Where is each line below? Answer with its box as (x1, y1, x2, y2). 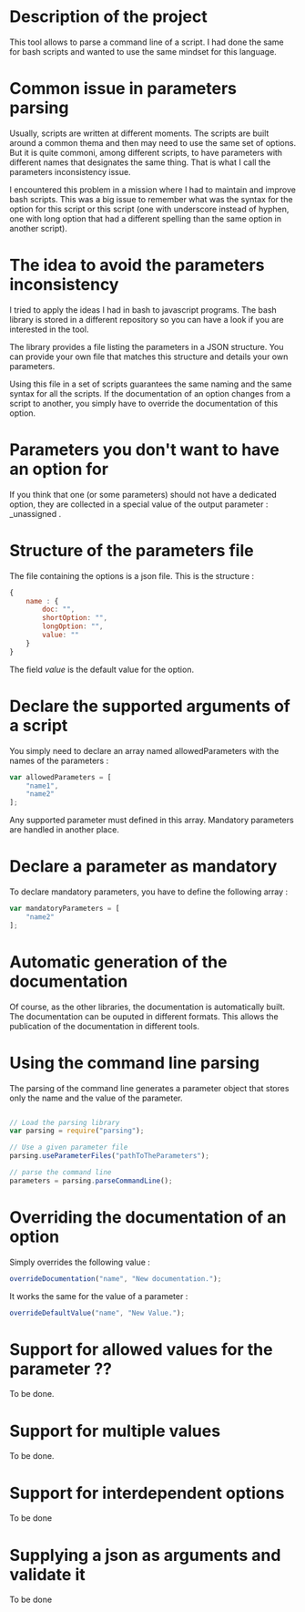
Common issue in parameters (9, 78, 237, 99)
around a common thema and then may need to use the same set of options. (9, 137, 297, 148)
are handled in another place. (9, 824, 120, 835)
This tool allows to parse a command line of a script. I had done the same (9, 36, 284, 47)
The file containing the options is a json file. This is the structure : (9, 570, 255, 581)
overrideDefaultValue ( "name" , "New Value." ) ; (9, 1308, 185, 1317)
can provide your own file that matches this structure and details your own (9, 351, 289, 362)
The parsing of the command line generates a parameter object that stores (9, 1082, 290, 1093)
